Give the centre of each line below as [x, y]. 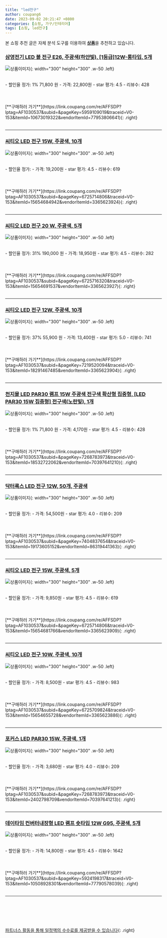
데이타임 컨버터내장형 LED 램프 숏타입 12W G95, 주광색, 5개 [73, 823]
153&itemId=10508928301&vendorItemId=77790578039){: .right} [72, 884]
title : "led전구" [22, 10]
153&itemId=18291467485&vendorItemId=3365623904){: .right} [71, 370]
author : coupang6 [23, 14]
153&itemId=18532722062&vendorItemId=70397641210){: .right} [71, 462]
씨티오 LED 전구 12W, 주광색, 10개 [43, 310]
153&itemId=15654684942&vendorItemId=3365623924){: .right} [71, 202]
